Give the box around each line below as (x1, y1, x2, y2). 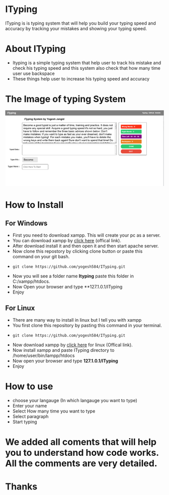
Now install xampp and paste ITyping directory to (12, 347, 115, 353)
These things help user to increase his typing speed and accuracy (12, 75, 150, 81)
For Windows (5, 219, 48, 228)
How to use (5, 381, 53, 392)
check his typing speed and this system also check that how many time (12, 65, 161, 71)
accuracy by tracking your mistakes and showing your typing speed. (5, 25, 147, 31)
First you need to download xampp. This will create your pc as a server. (12, 232, 161, 238)
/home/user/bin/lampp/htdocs (12, 353, 75, 359)
